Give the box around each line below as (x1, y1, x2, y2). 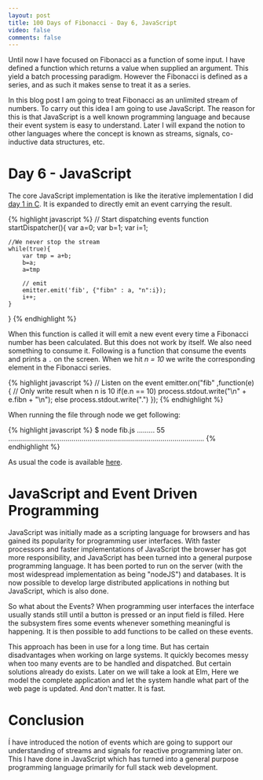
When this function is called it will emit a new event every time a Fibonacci (8, 329, 249, 339)
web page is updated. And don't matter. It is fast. (8, 684, 166, 693)
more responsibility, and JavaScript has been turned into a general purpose (8, 553, 253, 563)
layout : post (8, 11, 51, 20)
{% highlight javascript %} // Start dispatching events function (8, 214, 210, 225)
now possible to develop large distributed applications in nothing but (8, 578, 230, 588)
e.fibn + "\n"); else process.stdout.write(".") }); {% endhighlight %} (8, 395, 224, 404)
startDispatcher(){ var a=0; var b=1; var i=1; (8, 223, 148, 232)
